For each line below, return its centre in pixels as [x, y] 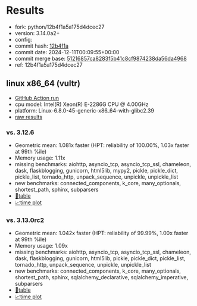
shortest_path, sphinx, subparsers [57, 190]
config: [24, 39]
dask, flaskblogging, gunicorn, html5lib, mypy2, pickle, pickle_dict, [96, 171]
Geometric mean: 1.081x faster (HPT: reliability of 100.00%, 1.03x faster [102, 145]
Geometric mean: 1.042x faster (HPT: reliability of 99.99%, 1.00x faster [101, 233]
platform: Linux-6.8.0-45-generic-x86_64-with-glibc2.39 [85, 110]
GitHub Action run [37, 98]
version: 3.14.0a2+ [37, 33]
